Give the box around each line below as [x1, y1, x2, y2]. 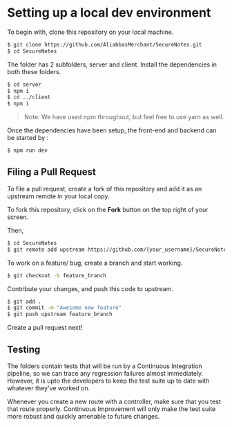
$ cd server [7, 81, 41, 88]
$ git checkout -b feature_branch [7, 272, 107, 279]
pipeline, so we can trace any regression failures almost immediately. [7, 369, 204, 377]
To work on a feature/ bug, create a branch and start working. [7, 259, 183, 267]
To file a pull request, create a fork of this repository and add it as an [7, 184, 202, 193]
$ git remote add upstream [7, 246, 85, 253]
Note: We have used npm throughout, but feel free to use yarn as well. [23, 113, 224, 121]
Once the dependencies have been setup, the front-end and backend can [7, 126, 217, 134]
